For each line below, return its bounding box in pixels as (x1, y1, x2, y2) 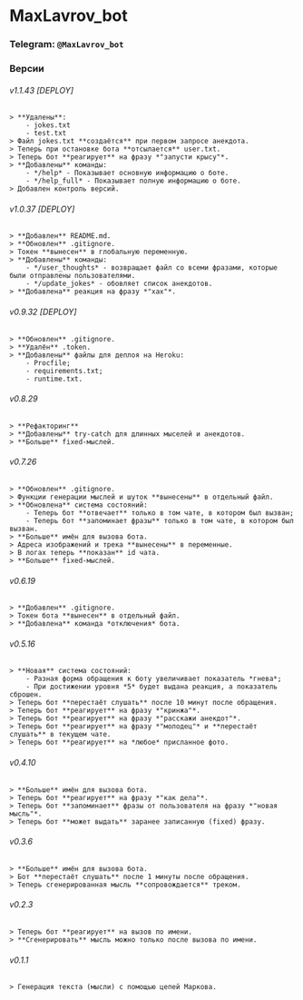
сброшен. (9, 690, 43, 699)
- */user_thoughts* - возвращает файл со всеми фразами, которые (25, 263, 279, 272)
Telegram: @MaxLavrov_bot (9, 38, 124, 51)
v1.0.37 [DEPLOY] (9, 203, 75, 214)
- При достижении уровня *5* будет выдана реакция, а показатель (25, 682, 279, 691)
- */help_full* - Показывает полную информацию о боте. (25, 176, 242, 186)
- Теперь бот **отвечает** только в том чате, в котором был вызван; (25, 509, 295, 518)
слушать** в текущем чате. (9, 730, 112, 739)
